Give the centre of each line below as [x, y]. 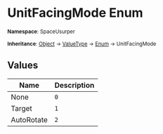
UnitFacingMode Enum [75, 13]
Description [74, 85]
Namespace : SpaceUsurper [41, 32]
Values [23, 66]
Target [22, 108]
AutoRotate [29, 119]
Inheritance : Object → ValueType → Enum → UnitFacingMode [82, 43]
